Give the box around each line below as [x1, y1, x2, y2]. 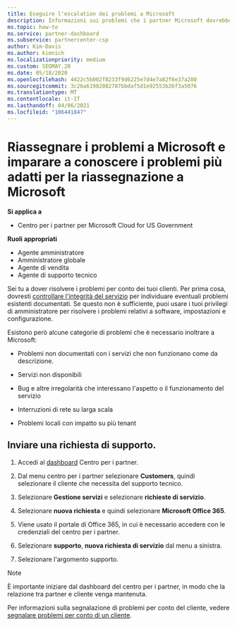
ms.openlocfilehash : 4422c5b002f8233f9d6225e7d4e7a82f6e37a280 [7, 75, 197, 83]
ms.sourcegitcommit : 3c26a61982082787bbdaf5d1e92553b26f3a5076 [7, 82, 197, 90]
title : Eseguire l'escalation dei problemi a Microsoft [7, 10, 175, 18]
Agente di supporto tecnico [17, 271, 97, 279]
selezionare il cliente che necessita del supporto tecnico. [17, 479, 183, 487]
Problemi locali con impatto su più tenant [17, 419, 136, 427]
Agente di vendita [17, 263, 69, 271]
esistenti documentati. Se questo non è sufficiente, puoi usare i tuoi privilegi [7, 299, 228, 307]
